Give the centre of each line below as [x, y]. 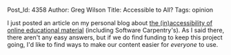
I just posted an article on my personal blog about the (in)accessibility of [110, 23]
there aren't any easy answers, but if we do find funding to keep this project [115, 37]
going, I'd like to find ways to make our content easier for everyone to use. [113, 44]
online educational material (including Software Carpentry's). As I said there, [116, 30]
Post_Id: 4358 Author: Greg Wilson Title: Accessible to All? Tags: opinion [110, 10]
